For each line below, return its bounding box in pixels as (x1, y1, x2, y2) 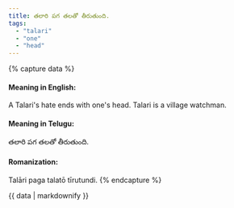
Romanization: (8, 157, 59, 167)
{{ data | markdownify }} (8, 190, 90, 200)
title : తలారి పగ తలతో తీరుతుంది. (8, 11, 111, 20)
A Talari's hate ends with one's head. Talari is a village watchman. (8, 100, 228, 110)
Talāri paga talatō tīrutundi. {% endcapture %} (8, 175, 162, 185)
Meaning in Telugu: (8, 119, 75, 128)
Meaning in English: (8, 82, 77, 92)
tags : (8, 19, 27, 27)
